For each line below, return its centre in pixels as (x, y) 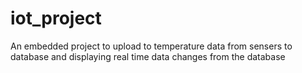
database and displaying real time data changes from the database (148, 56)
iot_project (56, 18)
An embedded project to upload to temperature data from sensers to (151, 46)
